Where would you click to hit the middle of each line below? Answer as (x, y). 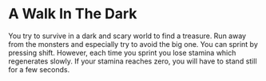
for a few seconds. (39, 69)
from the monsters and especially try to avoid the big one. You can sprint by (133, 44)
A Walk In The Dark (73, 14)
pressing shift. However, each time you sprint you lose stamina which (122, 52)
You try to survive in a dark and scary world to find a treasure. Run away (127, 36)
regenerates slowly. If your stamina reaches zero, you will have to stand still (133, 61)
